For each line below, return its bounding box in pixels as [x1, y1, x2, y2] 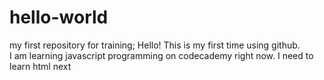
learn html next [9, 60, 72, 72]
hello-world [9, 6, 109, 29]
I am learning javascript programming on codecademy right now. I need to [9, 49, 314, 61]
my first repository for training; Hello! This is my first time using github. [9, 39, 301, 51]
